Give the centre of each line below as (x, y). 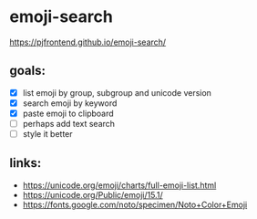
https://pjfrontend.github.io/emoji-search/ (88, 42)
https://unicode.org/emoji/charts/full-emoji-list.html (119, 185)
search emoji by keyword (70, 103)
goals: (28, 71)
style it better (47, 134)
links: (26, 163)
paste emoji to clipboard (68, 113)
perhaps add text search (69, 123)
